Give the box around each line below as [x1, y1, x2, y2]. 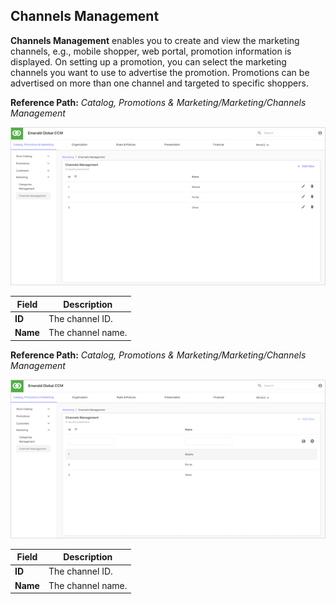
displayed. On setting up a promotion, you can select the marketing [10, 55, 287, 68]
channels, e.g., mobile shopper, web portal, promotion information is [10, 45, 292, 57]
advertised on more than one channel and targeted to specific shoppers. [10, 77, 309, 89]
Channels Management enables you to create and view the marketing [10, 34, 300, 46]
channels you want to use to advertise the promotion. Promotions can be [10, 66, 310, 78]
